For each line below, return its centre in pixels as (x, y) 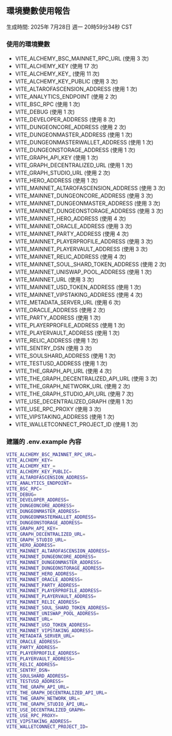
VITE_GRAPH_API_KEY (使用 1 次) (57, 158)
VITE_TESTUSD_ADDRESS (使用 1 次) (61, 363)
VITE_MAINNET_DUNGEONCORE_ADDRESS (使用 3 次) (84, 196)
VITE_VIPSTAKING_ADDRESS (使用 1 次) (65, 417)
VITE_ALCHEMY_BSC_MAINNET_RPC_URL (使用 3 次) (82, 59)
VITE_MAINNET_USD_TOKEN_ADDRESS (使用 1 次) (78, 287)
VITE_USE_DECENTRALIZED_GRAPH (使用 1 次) (74, 402)
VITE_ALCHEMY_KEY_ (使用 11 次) (57, 74)
